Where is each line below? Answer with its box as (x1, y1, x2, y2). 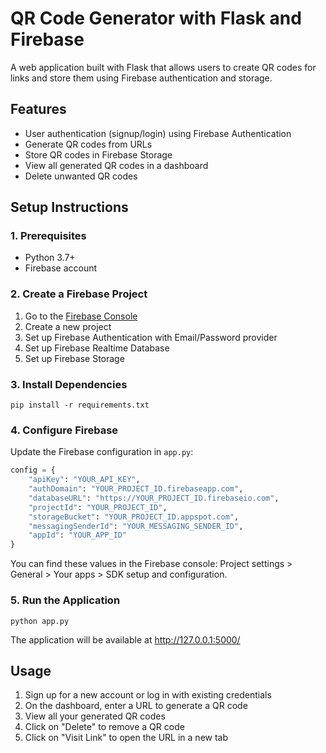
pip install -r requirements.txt (10, 400, 150, 411)
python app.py (10, 616, 70, 626)
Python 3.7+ (24, 252, 76, 264)
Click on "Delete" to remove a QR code (24, 721, 185, 733)
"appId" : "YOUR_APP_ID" (28, 530, 128, 541)
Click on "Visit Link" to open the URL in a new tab (24, 732, 229, 744)
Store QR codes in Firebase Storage (24, 148, 173, 161)
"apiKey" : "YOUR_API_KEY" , (28, 475, 141, 485)
